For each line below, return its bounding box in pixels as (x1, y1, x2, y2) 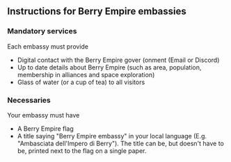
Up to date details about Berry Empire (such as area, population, (17, 63, 202, 72)
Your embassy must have (7, 111, 80, 119)
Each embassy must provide (7, 42, 89, 51)
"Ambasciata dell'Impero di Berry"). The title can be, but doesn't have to (17, 139, 225, 147)
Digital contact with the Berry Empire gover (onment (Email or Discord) (17, 56, 220, 64)
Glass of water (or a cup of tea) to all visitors (17, 78, 145, 86)
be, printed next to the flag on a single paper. (17, 146, 147, 155)
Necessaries (7, 95, 51, 105)
